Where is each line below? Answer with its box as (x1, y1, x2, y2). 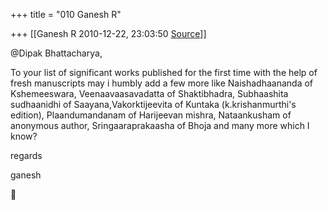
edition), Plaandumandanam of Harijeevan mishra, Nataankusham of (10, 109, 292, 121)
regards (10, 150, 43, 161)
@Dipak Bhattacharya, (10, 47, 103, 59)
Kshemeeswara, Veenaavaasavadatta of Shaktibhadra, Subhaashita (10, 88, 289, 99)
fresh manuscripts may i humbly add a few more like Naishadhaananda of (10, 77, 314, 89)
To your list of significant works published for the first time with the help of (10, 67, 318, 78)
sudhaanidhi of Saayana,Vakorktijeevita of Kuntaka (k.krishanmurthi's (10, 99, 297, 110)
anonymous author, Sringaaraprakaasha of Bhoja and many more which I (10, 120, 310, 131)
